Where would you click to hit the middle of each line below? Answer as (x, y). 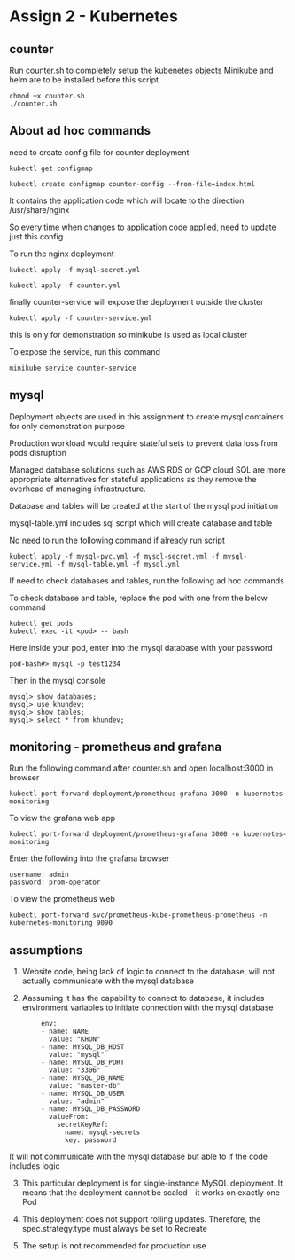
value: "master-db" (85, 1086)
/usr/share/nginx (39, 209)
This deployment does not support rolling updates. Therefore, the (141, 1219)
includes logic (35, 1166)
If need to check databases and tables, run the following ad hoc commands (147, 580)
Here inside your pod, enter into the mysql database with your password (141, 647)
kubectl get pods (41, 623)
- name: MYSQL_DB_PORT (83, 1063)
